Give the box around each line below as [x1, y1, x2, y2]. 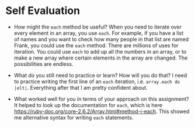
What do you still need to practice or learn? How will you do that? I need [13, 72, 187, 79]
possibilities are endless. [13, 60, 74, 68]
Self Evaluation [5, 4, 80, 17]
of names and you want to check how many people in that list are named [13, 36, 189, 43]
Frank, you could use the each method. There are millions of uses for [13, 42, 179, 49]
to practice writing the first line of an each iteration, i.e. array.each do [13, 77, 180, 85]
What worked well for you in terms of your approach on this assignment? [13, 95, 189, 103]
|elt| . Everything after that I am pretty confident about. [13, 84, 148, 91]
